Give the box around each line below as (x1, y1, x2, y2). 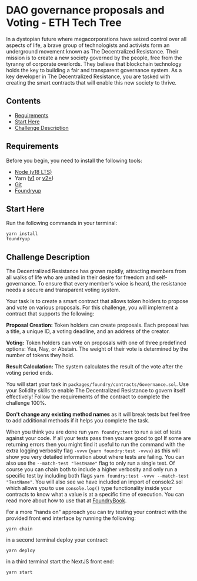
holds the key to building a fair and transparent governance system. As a (6, 66, 182, 73)
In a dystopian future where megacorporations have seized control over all (6, 35, 187, 42)
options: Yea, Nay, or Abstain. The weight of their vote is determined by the (6, 345, 188, 352)
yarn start (6, 569, 33, 576)
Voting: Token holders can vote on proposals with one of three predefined (6, 339, 186, 347)
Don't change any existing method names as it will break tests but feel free (6, 411, 191, 418)
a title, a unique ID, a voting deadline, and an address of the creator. (6, 328, 171, 335)
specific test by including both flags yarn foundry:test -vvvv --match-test (6, 472, 189, 479)
